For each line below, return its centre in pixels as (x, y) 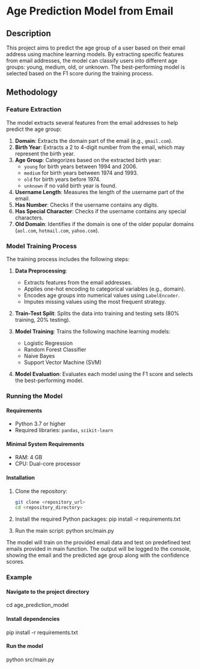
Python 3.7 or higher (40, 424)
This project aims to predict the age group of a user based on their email (96, 48)
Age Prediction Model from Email (90, 11)
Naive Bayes (39, 356)
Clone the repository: (41, 491)
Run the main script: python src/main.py (64, 531)
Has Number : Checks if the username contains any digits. (87, 205)
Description (29, 33)
